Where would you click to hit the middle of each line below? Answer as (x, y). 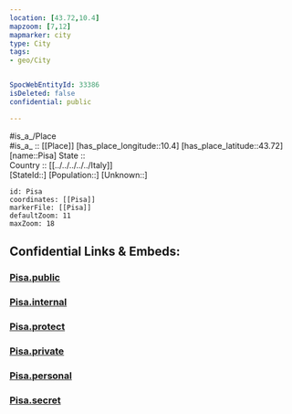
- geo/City (30, 60)
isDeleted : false (42, 93)
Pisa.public (35, 277)
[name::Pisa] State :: (47, 155)
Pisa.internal (38, 302)
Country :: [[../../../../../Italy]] (61, 165)
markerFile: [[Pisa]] (51, 207)
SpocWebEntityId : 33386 (55, 85)
